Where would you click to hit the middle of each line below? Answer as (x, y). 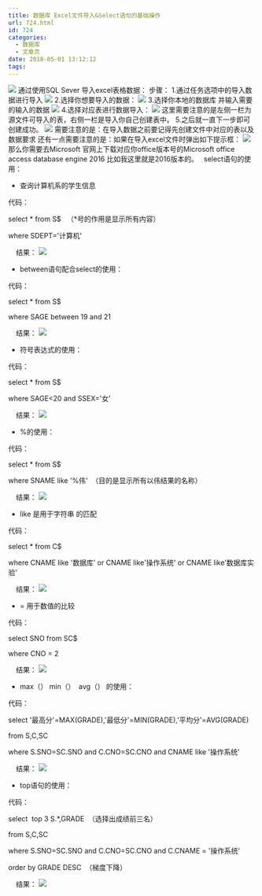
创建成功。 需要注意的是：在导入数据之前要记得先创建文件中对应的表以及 (131, 129)
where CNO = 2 (33, 653)
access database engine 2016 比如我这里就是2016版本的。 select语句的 (126, 159)
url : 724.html (31, 23)
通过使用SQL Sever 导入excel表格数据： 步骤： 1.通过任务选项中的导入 (131, 90)
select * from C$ (35, 546)
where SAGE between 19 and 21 (60, 316)
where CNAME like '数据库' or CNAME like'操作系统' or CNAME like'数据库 (128, 562)
